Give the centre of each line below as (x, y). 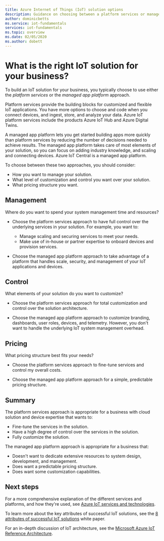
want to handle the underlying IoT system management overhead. (78, 328)
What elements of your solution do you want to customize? (64, 294)
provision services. (38, 247)
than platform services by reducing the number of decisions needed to (76, 140)
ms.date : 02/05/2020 (26, 37)
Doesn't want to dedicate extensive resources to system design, (77, 456)
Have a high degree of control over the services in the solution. (75, 432)
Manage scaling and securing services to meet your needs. (79, 236)
